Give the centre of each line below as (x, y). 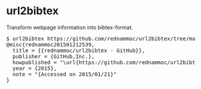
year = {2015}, (34, 68)
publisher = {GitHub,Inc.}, (54, 56)
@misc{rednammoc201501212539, (51, 44)
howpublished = (34, 62)
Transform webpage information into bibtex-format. (70, 27)
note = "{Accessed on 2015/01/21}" (65, 74)
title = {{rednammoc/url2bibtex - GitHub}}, (79, 50)
